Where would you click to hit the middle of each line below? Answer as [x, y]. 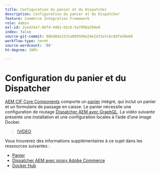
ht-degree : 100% [21, 50]
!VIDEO [24, 131]
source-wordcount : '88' [29, 45]
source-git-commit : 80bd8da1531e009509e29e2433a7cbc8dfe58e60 [69, 37]
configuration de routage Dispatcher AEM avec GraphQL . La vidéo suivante [80, 112]
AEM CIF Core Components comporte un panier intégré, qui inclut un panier [80, 101]
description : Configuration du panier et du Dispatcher [62, 14]
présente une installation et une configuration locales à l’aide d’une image [78, 117]
